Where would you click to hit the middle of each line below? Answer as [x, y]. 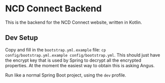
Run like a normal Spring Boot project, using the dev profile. [66, 75]
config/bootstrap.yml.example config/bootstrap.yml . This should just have [83, 55]
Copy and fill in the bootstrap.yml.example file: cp [55, 49]
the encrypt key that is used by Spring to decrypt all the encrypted [73, 60]
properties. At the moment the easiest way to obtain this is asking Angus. [80, 65]
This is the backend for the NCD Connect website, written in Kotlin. [74, 22]
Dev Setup [22, 38]
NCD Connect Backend [53, 9]
